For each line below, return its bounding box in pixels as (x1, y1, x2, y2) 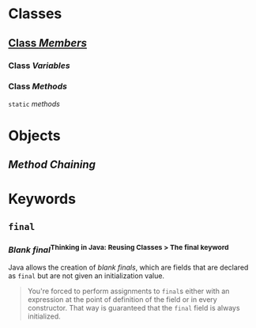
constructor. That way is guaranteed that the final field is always (27, 303, 240, 312)
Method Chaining (8, 158, 96, 172)
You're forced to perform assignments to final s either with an (27, 286, 230, 296)
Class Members (8, 36, 87, 50)
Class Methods (8, 81, 67, 92)
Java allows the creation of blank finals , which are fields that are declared (8, 262, 249, 272)
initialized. (27, 311, 61, 321)
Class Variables (8, 60, 70, 71)
